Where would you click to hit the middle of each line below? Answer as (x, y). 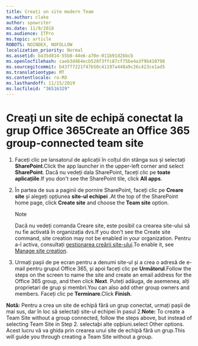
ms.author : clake (27, 17)
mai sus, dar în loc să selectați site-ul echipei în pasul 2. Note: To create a (95, 311)
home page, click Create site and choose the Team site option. (92, 203)
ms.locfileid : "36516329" (38, 89)
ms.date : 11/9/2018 (30, 28)
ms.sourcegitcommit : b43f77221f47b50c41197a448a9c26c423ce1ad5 (86, 67)
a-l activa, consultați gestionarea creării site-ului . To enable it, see (94, 244)
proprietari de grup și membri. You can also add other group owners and (102, 287)
